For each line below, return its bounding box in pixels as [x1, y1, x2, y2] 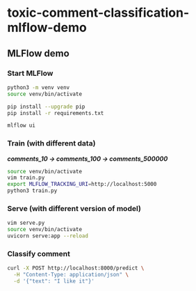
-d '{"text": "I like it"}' [13, 278, 95, 285]
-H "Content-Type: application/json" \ [13, 272, 129, 278]
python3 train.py [7, 187, 58, 194]
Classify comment [7, 249, 71, 258]
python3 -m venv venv [7, 84, 70, 91]
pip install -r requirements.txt [7, 109, 104, 116]
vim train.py [7, 174, 45, 182]
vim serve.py [7, 219, 45, 227]
